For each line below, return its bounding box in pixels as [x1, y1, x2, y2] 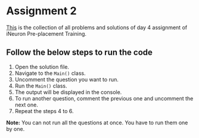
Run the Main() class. [14, 82, 67, 89]
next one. [14, 101, 39, 108]
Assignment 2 [6, 4, 77, 18]
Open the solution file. [14, 63, 70, 70]
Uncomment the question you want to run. [14, 76, 119, 83]
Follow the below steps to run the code [6, 48, 153, 58]
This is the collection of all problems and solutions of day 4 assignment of [6, 24, 188, 31]
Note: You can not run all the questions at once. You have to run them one [6, 119, 188, 126]
